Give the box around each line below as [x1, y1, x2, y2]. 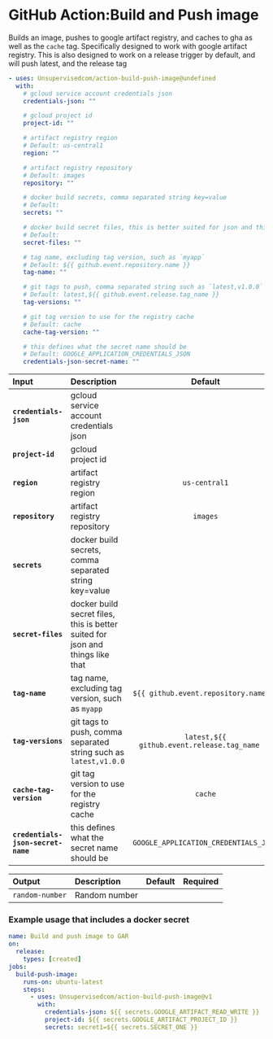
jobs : [8, 963, 27, 971]
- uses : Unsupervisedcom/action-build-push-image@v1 [29, 993, 213, 1002]
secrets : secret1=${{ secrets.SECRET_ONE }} [44, 1023, 198, 1031]
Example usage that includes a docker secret [8, 914, 189, 925]
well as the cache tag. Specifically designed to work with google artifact [8, 41, 248, 50]
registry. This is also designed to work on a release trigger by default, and [8, 50, 256, 59]
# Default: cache [23, 320, 82, 329]
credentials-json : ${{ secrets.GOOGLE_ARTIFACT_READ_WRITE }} [44, 1008, 260, 1016]
